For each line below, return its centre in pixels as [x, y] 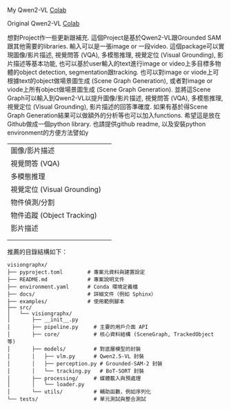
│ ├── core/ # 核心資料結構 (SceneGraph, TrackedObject [111, 334]
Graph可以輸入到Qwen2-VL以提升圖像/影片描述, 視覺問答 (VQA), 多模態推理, [115, 98]
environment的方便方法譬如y [48, 133]
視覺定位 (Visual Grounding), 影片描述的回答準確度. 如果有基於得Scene [108, 107]
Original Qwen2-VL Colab [43, 23]
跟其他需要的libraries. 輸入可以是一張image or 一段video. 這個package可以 [113, 46]
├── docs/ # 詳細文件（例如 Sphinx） [82, 294]
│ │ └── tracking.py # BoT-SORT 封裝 [76, 371]
